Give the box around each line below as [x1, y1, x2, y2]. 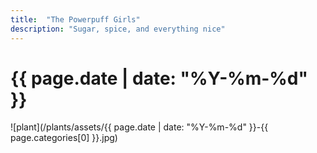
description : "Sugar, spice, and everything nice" [10, 24, 226, 34]
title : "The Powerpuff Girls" [10, 14, 141, 25]
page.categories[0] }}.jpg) [10, 132, 118, 144]
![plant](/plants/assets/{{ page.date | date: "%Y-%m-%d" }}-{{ [10, 121, 269, 133]
